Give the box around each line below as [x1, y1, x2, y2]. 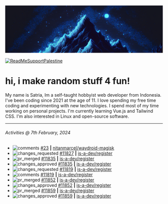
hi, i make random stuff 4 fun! [5, 76, 130, 87]
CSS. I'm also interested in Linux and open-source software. [5, 113, 129, 119]
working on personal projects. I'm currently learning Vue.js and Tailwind [5, 108, 153, 114]
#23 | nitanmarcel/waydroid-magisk [40, 145, 114, 151]
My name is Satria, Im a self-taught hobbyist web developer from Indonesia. [5, 92, 161, 98]
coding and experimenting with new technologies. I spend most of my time [5, 103, 159, 109]
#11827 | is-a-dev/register [59, 150, 112, 156]
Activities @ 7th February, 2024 [5, 129, 71, 135]
